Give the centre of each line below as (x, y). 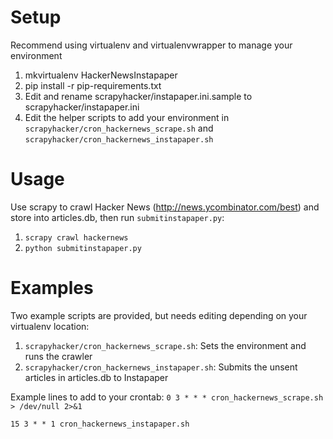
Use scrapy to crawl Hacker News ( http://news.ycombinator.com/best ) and (165, 207)
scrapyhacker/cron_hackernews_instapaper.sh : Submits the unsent (161, 367)
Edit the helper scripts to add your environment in (127, 117)
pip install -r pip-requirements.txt (93, 85)
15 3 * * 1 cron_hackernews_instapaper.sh (100, 424)
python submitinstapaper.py (83, 248)
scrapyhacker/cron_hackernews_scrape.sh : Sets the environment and (165, 345)
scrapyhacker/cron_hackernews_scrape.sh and (119, 128)
